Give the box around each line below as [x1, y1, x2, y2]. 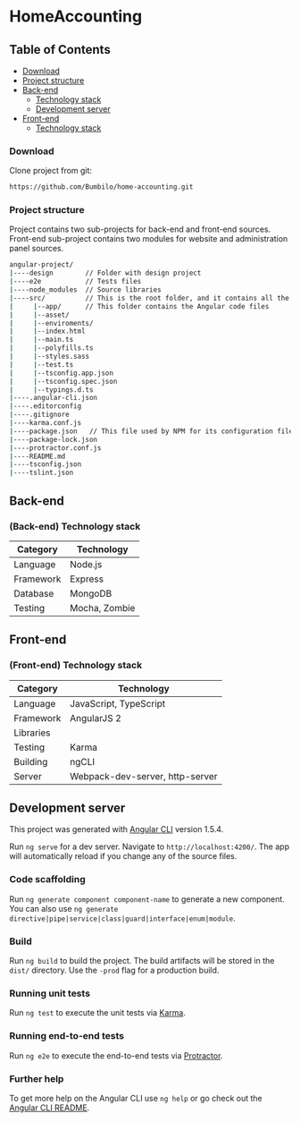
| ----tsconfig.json [9, 460, 82, 469]
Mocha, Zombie [70, 601, 136, 614]
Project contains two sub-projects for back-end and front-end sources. [9, 224, 271, 234]
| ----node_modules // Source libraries [9, 285, 162, 294]
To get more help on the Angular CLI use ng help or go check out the [9, 1092, 262, 1103]
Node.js [70, 557, 103, 570]
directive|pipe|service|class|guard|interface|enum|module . [9, 913, 236, 923]
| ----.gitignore [9, 410, 70, 420]
